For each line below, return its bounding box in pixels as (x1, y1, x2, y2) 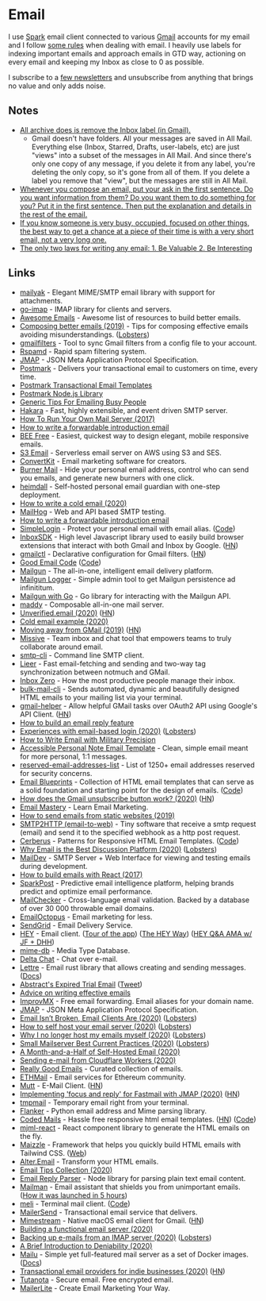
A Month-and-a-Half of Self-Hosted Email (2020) (19, 1047, 180, 1056)
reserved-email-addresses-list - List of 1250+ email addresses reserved (19, 760, 255, 770)
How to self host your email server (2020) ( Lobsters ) (19, 1021, 192, 1031)
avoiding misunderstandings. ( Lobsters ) (19, 330, 150, 339)
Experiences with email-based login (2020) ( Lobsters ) (19, 726, 196, 735)
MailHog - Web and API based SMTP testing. (19, 507, 166, 516)
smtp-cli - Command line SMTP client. (19, 650, 145, 660)
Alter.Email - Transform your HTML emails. (19, 1156, 159, 1166)
